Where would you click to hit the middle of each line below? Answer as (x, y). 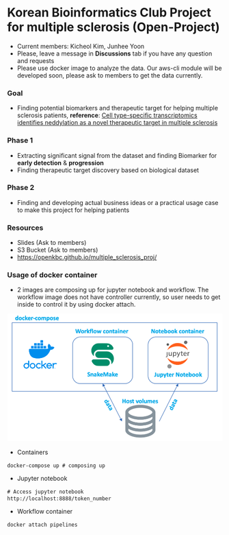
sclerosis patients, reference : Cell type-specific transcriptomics (107, 115)
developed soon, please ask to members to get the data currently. (110, 75)
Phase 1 (20, 141)
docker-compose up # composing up (56, 465)
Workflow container (45, 511)
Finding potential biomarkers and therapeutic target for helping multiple (118, 108)
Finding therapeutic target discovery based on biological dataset (108, 170)
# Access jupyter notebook (45, 492)
